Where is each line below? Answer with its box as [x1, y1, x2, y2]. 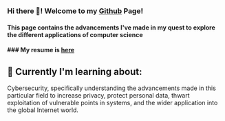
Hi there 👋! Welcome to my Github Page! [7, 6, 143, 16]
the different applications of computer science [7, 30, 143, 38]
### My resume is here [7, 46, 74, 54]
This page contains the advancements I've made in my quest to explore [7, 23, 215, 32]
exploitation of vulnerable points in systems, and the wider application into [7, 98, 218, 107]
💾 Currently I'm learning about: [7, 65, 142, 78]
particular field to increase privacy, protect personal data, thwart [7, 91, 191, 99]
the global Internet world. [7, 106, 79, 114]
